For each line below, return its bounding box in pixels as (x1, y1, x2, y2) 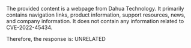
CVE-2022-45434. (6, 24, 53, 31)
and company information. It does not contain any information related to (6, 18, 184, 24)
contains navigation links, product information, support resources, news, (6, 11, 186, 18)
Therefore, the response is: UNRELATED (6, 36, 106, 42)
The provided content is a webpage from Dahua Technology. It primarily (6, 5, 184, 12)
